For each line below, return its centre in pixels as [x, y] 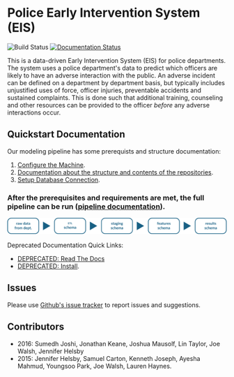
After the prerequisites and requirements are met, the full [106, 198]
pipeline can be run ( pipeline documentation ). [86, 206]
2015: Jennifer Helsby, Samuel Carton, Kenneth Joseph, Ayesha [109, 358]
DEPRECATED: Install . [48, 266]
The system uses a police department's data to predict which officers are [112, 68]
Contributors [36, 327]
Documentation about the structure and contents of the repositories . [115, 172]
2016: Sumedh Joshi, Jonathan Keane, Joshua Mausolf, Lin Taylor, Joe [119, 343]
